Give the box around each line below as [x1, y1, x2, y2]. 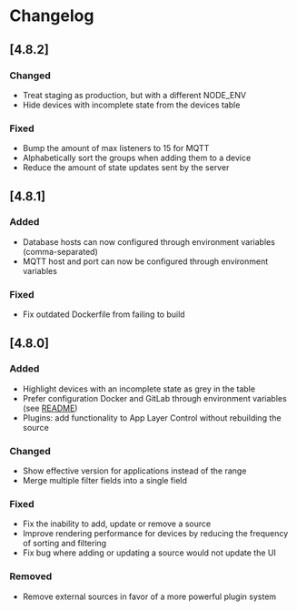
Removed [9, 570, 53, 583]
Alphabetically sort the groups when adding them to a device [22, 152, 252, 164]
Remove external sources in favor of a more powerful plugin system [22, 591, 277, 602]
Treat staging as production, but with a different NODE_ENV [22, 89, 247, 100]
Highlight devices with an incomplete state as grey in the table [22, 383, 256, 394]
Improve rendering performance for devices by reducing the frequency [22, 528, 289, 539]
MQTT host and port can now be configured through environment [22, 256, 269, 267]
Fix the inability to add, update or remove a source [22, 518, 212, 529]
